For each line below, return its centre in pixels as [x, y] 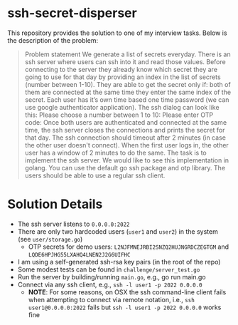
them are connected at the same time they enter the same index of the [128, 92]
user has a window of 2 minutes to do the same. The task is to [116, 153]
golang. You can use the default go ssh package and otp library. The [125, 167]
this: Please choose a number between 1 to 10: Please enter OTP [119, 115]
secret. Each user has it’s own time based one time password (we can [127, 99]
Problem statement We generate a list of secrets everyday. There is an [128, 54]
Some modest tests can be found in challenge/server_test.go [109, 269]
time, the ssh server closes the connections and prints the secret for [125, 130]
